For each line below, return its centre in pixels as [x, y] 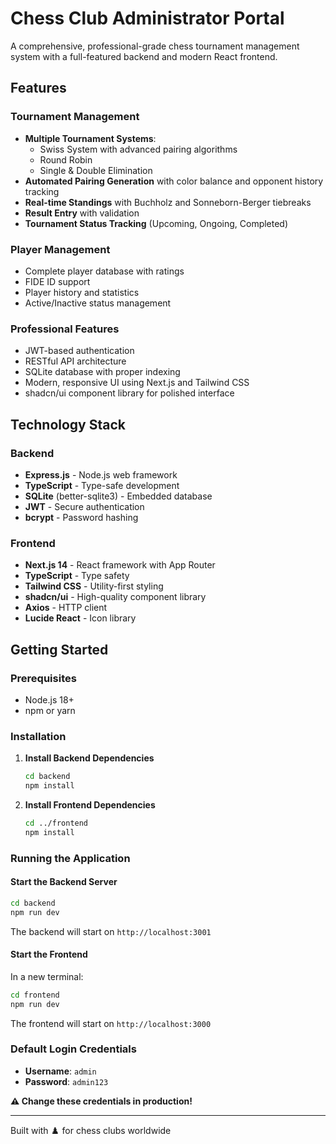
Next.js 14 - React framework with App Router [120, 565]
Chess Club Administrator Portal [147, 18]
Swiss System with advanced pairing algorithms [138, 149]
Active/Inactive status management [98, 303]
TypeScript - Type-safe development [102, 485]
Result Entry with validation [82, 213]
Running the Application [70, 858]
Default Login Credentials [73, 1049]
